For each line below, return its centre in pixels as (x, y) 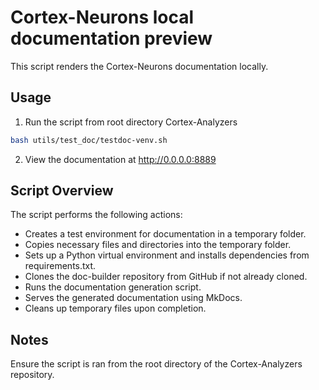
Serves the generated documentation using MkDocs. (133, 298)
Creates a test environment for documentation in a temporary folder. (165, 234)
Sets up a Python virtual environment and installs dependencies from (167, 255)
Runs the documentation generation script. (113, 287)
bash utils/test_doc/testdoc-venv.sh (89, 140)
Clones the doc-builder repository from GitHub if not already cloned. (166, 277)
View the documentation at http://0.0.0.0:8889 (120, 159)
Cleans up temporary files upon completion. (115, 308)
